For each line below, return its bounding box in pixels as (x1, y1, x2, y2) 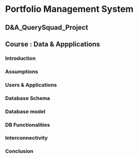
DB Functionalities (5, 121, 50, 128)
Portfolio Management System (5, 3, 134, 15)
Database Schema (5, 95, 51, 102)
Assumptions (5, 68, 38, 75)
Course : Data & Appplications (5, 40, 100, 48)
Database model (5, 108, 46, 115)
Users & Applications (5, 81, 57, 88)
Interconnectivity (5, 135, 48, 142)
